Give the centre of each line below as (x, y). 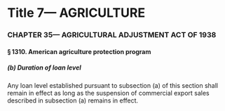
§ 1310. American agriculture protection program (79, 51)
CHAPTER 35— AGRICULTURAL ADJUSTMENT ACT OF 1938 (112, 35)
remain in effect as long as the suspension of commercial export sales (109, 93)
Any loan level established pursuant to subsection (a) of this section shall (113, 85)
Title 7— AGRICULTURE (76, 13)
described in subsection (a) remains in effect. (73, 100)
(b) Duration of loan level (45, 67)
